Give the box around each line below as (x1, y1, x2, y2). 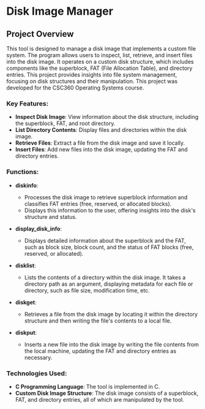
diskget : (15, 299, 37, 306)
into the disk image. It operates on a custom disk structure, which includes (6, 58, 194, 65)
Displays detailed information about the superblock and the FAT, (24, 237, 187, 244)
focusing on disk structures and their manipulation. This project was (6, 78, 178, 85)
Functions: (6, 167, 39, 176)
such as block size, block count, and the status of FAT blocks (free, (24, 243, 194, 251)
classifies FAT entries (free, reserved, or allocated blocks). (24, 200, 172, 207)
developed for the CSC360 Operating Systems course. (6, 84, 144, 91)
